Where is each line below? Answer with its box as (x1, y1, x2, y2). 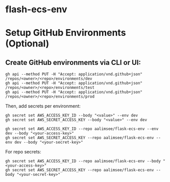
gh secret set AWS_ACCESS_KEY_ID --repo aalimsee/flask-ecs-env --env (5, 126, 159, 131)
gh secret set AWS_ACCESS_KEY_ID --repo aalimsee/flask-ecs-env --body (5, 158, 161, 164)
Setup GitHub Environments (5, 27, 126, 39)
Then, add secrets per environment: (5, 103, 81, 109)
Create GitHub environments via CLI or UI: (5, 58, 141, 67)
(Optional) (5, 38, 50, 50)
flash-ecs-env (5, 4, 67, 15)
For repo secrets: (5, 149, 42, 155)
